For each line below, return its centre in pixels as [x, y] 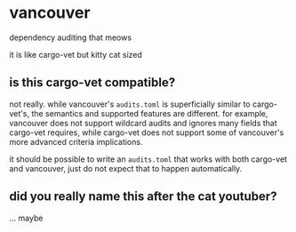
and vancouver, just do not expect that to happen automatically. [126, 168]
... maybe [26, 218]
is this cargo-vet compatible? [92, 83]
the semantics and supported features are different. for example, [149, 113]
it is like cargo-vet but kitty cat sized [76, 54]
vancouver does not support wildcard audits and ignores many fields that [143, 123]
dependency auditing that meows [70, 37]
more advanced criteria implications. [76, 141]
